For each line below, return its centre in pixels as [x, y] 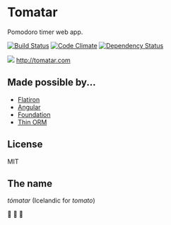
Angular [29, 107]
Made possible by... [52, 82]
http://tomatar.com [43, 60]
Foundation [34, 115]
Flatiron [29, 99]
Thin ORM [32, 122]
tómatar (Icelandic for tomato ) [51, 201]
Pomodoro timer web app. [45, 32]
